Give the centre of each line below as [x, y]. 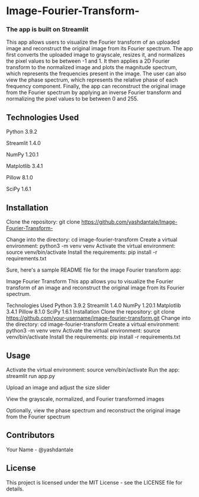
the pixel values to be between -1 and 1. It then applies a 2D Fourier [88, 61]
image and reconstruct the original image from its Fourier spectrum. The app [99, 49]
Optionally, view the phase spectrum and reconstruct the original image [93, 410]
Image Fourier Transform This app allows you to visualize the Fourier [90, 282]
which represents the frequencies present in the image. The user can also [96, 74]
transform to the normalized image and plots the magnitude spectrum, [92, 67]
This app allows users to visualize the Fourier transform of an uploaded [93, 42]
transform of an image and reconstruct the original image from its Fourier [95, 288]
